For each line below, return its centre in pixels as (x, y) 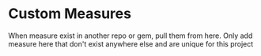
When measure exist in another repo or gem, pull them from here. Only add (130, 35)
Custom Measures (70, 14)
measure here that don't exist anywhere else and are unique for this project (131, 43)
